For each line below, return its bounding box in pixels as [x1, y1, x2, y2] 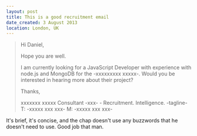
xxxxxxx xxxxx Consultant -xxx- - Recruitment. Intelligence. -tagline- [20, 99, 188, 107]
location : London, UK [6, 25, 59, 31]
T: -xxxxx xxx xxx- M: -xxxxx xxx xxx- [20, 105, 113, 112]
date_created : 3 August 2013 [6, 19, 78, 25]
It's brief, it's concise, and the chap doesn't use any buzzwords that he [6, 117, 178, 124]
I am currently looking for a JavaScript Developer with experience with [20, 64, 192, 71]
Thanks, [20, 88, 41, 95]
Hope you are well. [20, 52, 66, 59]
